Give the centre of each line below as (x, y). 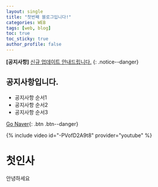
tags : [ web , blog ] (28, 28)
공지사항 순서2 (31, 105)
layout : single (25, 11)
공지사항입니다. (32, 82)
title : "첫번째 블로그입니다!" (39, 17)
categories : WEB (26, 22)
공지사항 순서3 (31, 112)
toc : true (18, 34)
